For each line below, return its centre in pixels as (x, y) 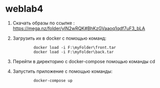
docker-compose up (53, 80)
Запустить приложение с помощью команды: (62, 71)
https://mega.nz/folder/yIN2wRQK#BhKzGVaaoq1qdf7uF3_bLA (79, 28)
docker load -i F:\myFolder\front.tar (75, 47)
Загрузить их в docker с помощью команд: (59, 38)
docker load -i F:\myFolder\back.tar (74, 52)
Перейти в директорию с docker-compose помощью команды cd (84, 61)
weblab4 (24, 9)
